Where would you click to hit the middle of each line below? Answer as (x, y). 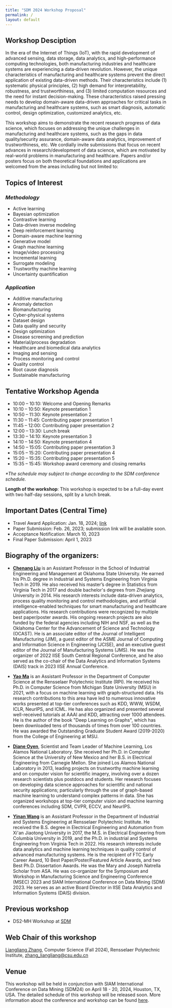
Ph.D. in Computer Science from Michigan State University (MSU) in (84, 687)
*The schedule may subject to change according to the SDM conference (83, 473)
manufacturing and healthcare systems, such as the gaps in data (74, 134)
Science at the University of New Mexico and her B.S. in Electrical (82, 757)
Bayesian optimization (36, 214)
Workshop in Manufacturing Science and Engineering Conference (82, 876)
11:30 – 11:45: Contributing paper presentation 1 (63, 420)
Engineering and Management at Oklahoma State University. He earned (88, 573)
